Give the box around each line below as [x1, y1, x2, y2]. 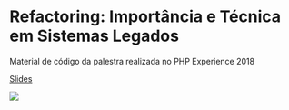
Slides [9, 73, 33, 84]
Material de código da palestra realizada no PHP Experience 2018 [9, 55, 255, 66]
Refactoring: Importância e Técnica [9, 6, 282, 27]
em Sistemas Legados [9, 25, 180, 46]
